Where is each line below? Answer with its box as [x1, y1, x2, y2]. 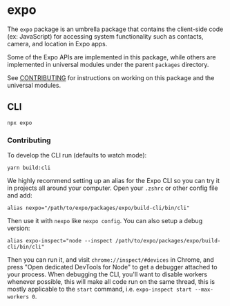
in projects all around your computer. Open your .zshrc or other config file [7, 184, 218, 192]
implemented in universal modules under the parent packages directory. [7, 60, 209, 68]
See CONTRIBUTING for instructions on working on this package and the [7, 73, 215, 82]
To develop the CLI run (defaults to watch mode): [7, 151, 147, 160]
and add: [7, 191, 32, 200]
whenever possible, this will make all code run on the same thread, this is [7, 278, 215, 286]
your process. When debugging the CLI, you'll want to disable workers [7, 270, 208, 278]
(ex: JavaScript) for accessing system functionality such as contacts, [7, 32, 204, 40]
